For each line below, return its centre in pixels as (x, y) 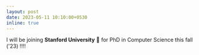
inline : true (23, 23)
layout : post (23, 12)
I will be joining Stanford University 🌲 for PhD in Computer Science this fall (99, 40)
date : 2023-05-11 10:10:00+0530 (47, 17)
